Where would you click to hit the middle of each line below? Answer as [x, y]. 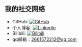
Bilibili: [19, 33]
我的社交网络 [25, 9]
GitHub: [20, 21]
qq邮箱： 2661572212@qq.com [44, 39]
